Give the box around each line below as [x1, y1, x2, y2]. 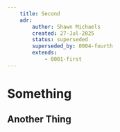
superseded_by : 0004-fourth [32, 43, 113, 50]
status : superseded [32, 36, 89, 43]
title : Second [19, 10, 60, 17]
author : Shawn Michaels [32, 23, 101, 30]
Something [7, 85, 72, 101]
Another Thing [7, 113, 71, 126]
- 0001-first [44, 56, 82, 63]
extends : [32, 50, 58, 57]
